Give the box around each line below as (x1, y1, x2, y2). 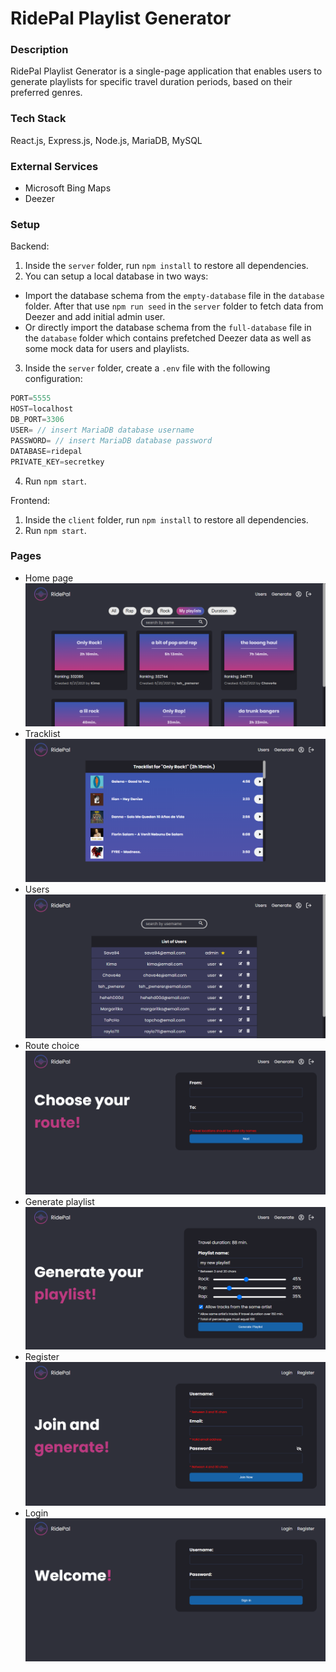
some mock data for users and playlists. (24, 343, 190, 355)
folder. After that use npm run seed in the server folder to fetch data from (24, 300, 324, 312)
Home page (24, 572, 74, 584)
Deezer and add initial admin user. (24, 311, 166, 323)
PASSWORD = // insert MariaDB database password (10, 435, 213, 446)
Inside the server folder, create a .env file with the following (24, 362, 271, 374)
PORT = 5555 (10, 393, 52, 404)
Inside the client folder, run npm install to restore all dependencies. (24, 513, 309, 526)
